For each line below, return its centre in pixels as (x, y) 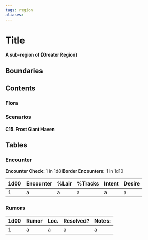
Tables (16, 145)
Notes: (103, 221)
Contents (20, 89)
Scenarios (18, 117)
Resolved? (76, 221)
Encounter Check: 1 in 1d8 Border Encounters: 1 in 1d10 (65, 171)
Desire (132, 184)
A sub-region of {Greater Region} (41, 55)
